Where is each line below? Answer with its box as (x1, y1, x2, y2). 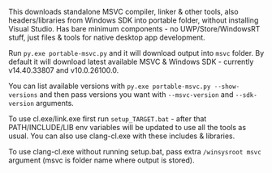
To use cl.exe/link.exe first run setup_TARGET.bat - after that (8, 114, 207, 124)
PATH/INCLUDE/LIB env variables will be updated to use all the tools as (8, 123, 246, 132)
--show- (214, 82, 240, 91)
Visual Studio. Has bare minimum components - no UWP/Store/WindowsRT (8, 24, 261, 33)
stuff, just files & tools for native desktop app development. (8, 32, 205, 42)
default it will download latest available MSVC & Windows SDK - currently (8, 57, 254, 66)
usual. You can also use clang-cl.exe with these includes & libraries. (8, 131, 235, 141)
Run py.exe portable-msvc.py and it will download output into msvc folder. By (8, 49, 265, 57)
